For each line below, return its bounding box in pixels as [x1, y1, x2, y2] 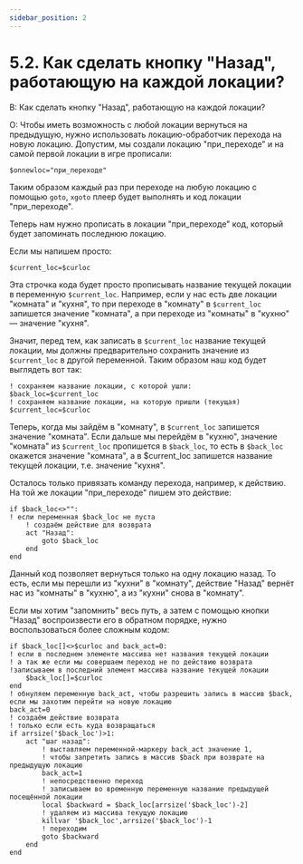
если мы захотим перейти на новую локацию [9, 697, 172, 706]
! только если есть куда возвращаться [9, 721, 156, 730]
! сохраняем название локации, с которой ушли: [9, 382, 193, 391]
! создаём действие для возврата [25, 520, 152, 529]
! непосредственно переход [42, 776, 144, 785]
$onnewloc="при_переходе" [9, 165, 107, 175]
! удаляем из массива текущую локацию [42, 808, 188, 817]
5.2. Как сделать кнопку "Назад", [9, 52, 276, 73]
